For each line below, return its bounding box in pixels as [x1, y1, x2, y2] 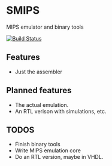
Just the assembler [14, 68, 63, 75]
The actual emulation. [14, 101, 69, 108]
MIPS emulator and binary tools [6, 23, 84, 30]
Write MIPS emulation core [14, 147, 81, 154]
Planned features [6, 85, 72, 96]
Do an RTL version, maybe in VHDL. [14, 153, 104, 161]
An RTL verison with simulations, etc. [14, 107, 107, 115]
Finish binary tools [14, 141, 61, 148]
